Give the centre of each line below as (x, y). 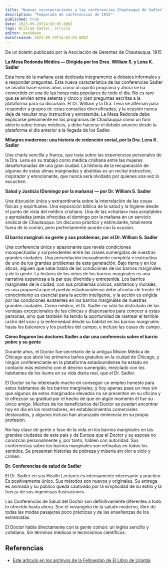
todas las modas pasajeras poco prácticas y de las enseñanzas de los (77, 512)
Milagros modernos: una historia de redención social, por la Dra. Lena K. (82, 140)
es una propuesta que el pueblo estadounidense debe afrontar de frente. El (83, 289)
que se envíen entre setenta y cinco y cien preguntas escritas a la (73, 98)
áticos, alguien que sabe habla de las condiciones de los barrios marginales (83, 268)
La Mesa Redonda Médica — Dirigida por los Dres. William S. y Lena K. (79, 62)
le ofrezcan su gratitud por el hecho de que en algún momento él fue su (79, 399)
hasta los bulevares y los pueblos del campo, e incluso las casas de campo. (83, 327)
